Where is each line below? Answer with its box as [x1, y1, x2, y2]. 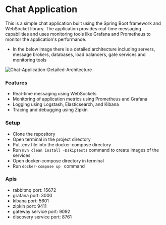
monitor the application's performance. [5, 36, 87, 42]
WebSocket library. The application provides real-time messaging [5, 25, 141, 31]
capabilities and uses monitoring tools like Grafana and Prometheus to [5, 31, 151, 37]
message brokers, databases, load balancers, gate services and [12, 51, 146, 58]
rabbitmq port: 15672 [12, 187, 57, 193]
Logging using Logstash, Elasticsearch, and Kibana [12, 101, 119, 107]
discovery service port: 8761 [12, 213, 72, 220]
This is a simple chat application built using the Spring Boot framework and [5, 20, 161, 26]
